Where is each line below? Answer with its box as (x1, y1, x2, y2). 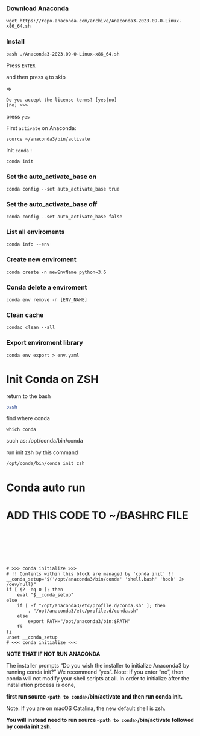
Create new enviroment (6, 255, 77, 264)
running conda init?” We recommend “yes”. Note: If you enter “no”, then (6, 668, 184, 676)
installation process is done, (6, 681, 76, 688)
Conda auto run (6, 481, 86, 494)
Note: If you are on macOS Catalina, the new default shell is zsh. (6, 705, 166, 712)
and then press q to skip (6, 73, 66, 80)
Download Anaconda (6, 4, 69, 13)
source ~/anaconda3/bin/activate (6, 136, 90, 142)
